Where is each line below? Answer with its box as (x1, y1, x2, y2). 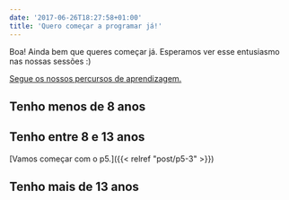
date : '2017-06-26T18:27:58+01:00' (9, 13, 143, 22)
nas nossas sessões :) (9, 56, 92, 66)
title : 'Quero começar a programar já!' (9, 22, 163, 30)
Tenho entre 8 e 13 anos (9, 129, 145, 144)
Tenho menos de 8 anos (9, 99, 146, 114)
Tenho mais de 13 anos (9, 179, 139, 195)
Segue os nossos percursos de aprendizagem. (9, 73, 182, 83)
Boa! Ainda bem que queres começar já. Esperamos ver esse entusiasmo (9, 46, 280, 57)
